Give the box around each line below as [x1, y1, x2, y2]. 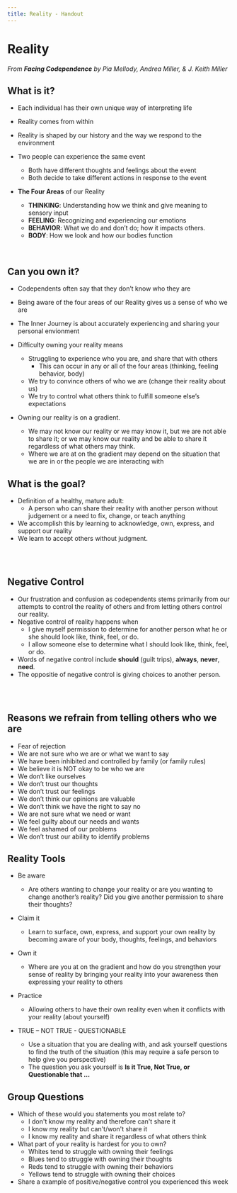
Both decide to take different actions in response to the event [28, 174, 207, 182]
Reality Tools [7, 853, 66, 865]
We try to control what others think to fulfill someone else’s [28, 392, 200, 401]
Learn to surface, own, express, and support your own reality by [28, 928, 216, 936]
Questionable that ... [28, 1070, 91, 1079]
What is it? [7, 84, 55, 96]
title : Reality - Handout [7, 10, 83, 18]
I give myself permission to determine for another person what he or [28, 624, 228, 633]
